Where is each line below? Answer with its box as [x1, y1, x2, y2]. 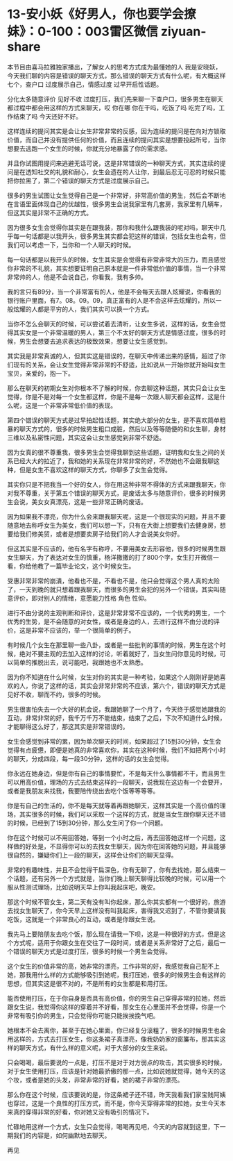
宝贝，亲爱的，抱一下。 [7, 369, 74, 377]
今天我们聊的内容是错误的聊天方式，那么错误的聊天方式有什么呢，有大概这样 [7, 71, 226, 80]
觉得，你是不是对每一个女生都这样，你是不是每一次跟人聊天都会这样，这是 [7, 392, 220, 401]
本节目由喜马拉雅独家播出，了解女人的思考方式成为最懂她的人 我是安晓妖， [7, 62, 222, 71]
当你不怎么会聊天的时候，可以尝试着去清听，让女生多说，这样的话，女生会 [7, 319, 220, 328]
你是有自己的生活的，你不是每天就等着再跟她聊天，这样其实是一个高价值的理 [7, 801, 226, 810]
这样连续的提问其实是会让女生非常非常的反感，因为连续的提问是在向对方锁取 [7, 126, 226, 135]
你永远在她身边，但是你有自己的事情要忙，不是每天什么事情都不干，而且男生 [7, 769, 226, 778]
